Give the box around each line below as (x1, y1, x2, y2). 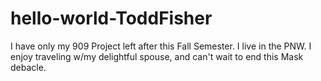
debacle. (10, 61, 47, 73)
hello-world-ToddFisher (10, 7, 213, 30)
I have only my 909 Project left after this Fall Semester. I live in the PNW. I (10, 40, 312, 52)
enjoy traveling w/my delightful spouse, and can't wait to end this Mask (10, 50, 304, 62)
